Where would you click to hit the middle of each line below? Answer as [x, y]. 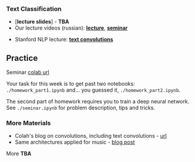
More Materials [29, 123]
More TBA [19, 154]
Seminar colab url [28, 72]
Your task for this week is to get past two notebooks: [71, 84]
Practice [22, 58]
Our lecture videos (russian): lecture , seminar [71, 28]
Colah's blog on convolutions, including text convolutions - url [91, 136]
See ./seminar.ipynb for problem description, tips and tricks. [81, 108]
